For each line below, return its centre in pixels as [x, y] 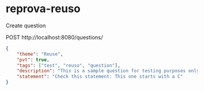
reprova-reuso [43, 9]
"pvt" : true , [33, 59]
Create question [26, 25]
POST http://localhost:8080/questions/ [55, 37]
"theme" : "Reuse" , [40, 54]
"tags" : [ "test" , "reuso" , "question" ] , [69, 66]
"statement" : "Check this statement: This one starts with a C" [100, 77]
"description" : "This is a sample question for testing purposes [101, 71]
